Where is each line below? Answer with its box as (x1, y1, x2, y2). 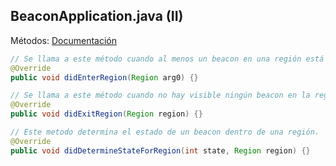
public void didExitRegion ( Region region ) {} (10, 109, 203, 119)
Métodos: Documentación (10, 34, 118, 46)
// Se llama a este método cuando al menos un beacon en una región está (10, 54, 325, 64)
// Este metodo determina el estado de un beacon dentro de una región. (10, 127, 320, 138)
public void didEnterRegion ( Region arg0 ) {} (10, 72, 199, 83)
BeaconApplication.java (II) (10, 8, 184, 25)
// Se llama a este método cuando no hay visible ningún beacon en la (10, 90, 311, 101)
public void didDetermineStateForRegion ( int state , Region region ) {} (10, 145, 311, 156)
